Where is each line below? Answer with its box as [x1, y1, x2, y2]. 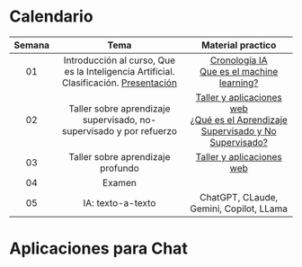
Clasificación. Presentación [61, 76, 178, 89]
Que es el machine [199, 65, 279, 77]
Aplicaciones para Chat [9, 238, 189, 259]
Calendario [9, 6, 93, 27]
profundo [100, 162, 139, 174]
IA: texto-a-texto [83, 196, 156, 209]
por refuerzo [124, 124, 178, 137]
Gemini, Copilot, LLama [190, 202, 288, 215]
